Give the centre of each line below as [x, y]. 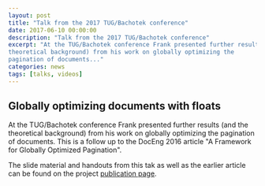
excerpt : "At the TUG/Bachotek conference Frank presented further [121, 45]
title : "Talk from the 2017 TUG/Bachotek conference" [99, 23]
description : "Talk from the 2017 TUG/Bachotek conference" [109, 37]
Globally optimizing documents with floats [115, 106]
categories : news [37, 67]
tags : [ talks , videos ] [45, 74]
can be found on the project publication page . [82, 173]
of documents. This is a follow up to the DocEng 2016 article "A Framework [130, 142]
